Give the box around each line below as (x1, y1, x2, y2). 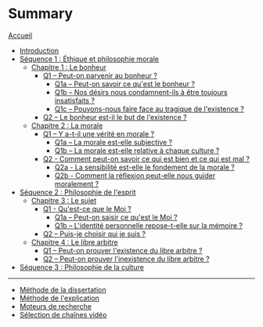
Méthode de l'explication (19, 293, 100, 303)
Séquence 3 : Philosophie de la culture (19, 262, 145, 271)
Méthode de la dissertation (19, 285, 106, 294)
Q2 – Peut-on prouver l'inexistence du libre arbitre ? (42, 254, 210, 263)
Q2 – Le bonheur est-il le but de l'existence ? (42, 112, 188, 122)
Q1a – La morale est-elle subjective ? (54, 137, 173, 147)
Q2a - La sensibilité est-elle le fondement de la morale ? (54, 162, 235, 172)
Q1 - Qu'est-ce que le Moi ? (42, 204, 131, 213)
